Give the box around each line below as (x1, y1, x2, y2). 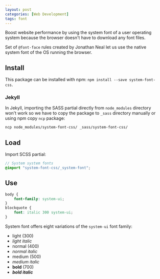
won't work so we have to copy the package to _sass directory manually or (5, 110, 156, 116)
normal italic (12, 248, 38, 254)
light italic (12, 238, 32, 244)
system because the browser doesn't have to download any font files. (5, 35, 146, 41)
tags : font (5, 16, 27, 21)
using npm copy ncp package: (5, 115, 65, 121)
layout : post (5, 7, 32, 12)
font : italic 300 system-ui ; (14, 210, 73, 215)
